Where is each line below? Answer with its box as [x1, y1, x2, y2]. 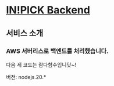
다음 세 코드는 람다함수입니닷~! [6, 61, 77, 68]
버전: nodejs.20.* [6, 73, 47, 80]
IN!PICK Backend [6, 3, 90, 17]
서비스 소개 [6, 28, 44, 38]
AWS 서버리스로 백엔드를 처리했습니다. [6, 47, 109, 55]
